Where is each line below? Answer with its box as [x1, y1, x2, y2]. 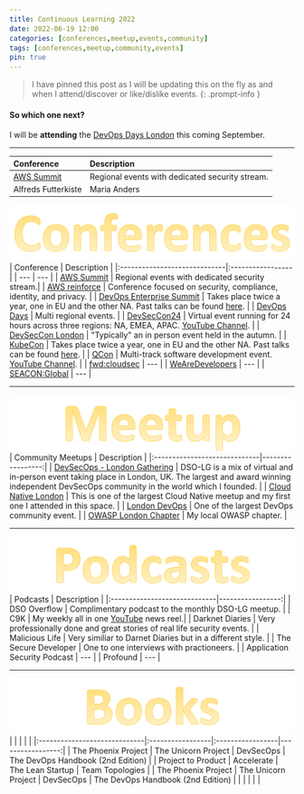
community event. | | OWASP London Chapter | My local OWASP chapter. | [9, 509, 288, 521]
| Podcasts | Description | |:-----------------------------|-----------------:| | [9, 593, 291, 604]
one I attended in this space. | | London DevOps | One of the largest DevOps [9, 500, 294, 511]
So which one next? [9, 109, 85, 120]
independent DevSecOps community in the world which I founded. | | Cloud [9, 481, 291, 492]
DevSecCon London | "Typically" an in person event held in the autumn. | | [9, 329, 287, 340]
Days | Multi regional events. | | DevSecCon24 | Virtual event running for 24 [9, 309, 291, 321]
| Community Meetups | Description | [9, 452, 147, 463]
